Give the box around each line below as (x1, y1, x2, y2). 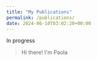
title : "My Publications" (6, 9, 72, 15)
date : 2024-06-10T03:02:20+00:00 (6, 20, 92, 26)
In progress (6, 37, 35, 45)
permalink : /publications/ (6, 15, 75, 21)
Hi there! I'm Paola (21, 49, 68, 56)
